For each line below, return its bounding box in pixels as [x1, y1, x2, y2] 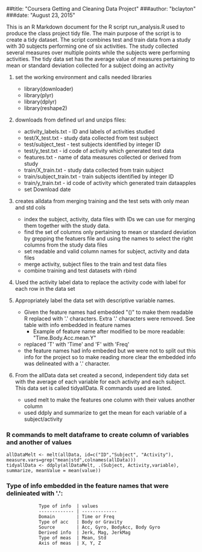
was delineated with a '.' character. [24, 360, 110, 367]
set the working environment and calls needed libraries [14, 74, 152, 80]
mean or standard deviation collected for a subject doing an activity [6, 62, 174, 69]
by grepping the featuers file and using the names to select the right [24, 235, 194, 242]
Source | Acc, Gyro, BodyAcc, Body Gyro [38, 524, 161, 530]
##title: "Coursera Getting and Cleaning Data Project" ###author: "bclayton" [6, 5, 196, 12]
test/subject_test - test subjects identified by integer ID [24, 141, 161, 148]
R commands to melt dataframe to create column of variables [6, 430, 189, 439]
